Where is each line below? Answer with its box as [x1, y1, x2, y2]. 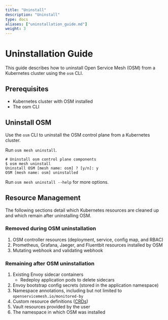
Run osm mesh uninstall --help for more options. [5, 179, 109, 185]
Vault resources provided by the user [12, 304, 90, 310]
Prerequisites [5, 85, 49, 94]
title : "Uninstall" [5, 7, 47, 13]
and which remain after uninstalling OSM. [5, 212, 91, 218]
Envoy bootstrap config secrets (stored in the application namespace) [12, 282, 159, 289]
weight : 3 [5, 26, 26, 31]
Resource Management [5, 193, 81, 203]
